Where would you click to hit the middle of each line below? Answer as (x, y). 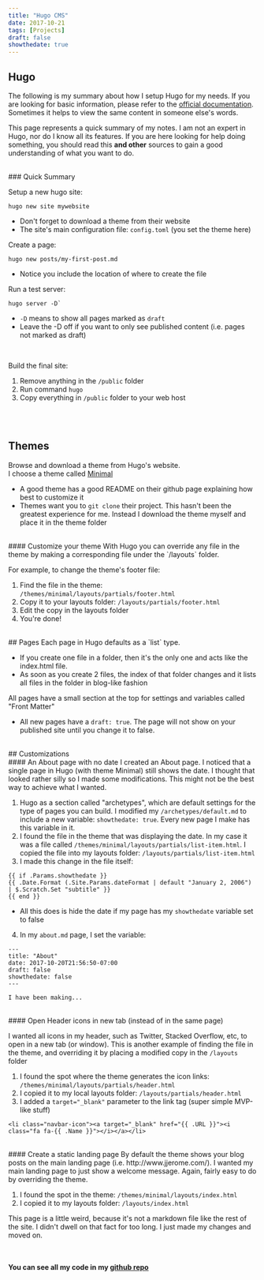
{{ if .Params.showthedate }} (58, 876)
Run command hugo (51, 389)
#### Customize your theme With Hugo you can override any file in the (124, 546)
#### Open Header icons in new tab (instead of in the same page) (116, 1020)
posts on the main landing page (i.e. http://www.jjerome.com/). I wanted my (131, 1162)
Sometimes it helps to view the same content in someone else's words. (123, 112)
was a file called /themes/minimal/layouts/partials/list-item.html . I (132, 844)
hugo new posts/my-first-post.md (63, 259)
